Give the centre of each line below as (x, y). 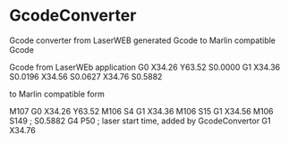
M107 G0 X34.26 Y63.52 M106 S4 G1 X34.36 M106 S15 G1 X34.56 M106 (141, 111)
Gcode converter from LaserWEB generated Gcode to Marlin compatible (142, 40)
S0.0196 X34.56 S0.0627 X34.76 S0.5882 (86, 76)
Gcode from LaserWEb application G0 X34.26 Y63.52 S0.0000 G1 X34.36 (144, 67)
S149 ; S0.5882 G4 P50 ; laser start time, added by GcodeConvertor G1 (140, 121)
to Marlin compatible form (57, 94)
